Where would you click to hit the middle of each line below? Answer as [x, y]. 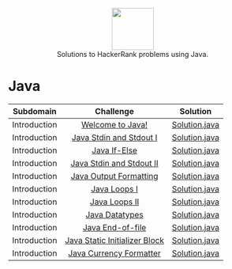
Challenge [114, 111]
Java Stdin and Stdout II [115, 163]
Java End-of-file [114, 227]
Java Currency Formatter [115, 253]
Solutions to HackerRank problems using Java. [133, 54]
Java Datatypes [114, 214]
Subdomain [35, 111]
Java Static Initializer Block [114, 240]
